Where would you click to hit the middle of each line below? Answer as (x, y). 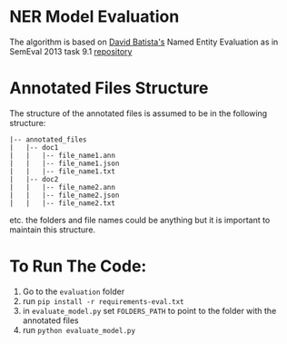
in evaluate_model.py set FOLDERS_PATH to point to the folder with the (149, 310)
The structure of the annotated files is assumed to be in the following (139, 113)
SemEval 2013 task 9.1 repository (71, 51)
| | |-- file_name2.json (64, 195)
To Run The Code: (78, 266)
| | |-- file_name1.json (64, 163)
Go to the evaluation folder (74, 291)
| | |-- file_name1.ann (63, 155)
